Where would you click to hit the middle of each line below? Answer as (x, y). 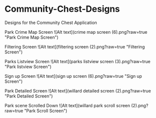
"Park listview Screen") (28, 67)
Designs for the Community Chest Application (51, 23)
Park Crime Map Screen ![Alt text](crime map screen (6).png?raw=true (76, 32)
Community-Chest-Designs (62, 9)
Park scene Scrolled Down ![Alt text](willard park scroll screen (67, 105)
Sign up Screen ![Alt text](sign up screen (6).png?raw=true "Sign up (73, 76)
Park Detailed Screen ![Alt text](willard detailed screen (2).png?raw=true (78, 91)
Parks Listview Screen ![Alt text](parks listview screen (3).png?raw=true (78, 61)
